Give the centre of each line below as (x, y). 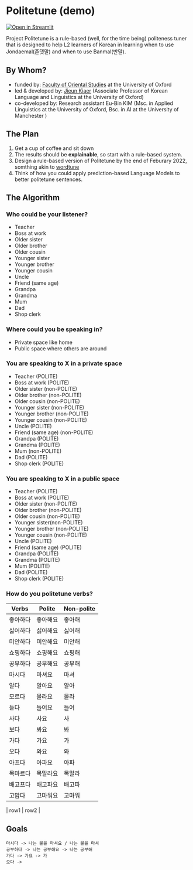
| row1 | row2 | (23, 810)
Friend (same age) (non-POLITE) (54, 432)
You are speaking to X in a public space (63, 479)
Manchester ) (31, 115)
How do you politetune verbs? (50, 594)
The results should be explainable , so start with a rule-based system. (98, 154)
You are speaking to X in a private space (64, 363)
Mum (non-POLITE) (38, 451)
